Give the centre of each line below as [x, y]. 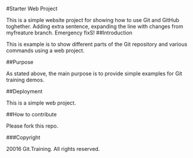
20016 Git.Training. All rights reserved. [53, 149]
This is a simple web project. [41, 103]
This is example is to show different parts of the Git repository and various [97, 44]
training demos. [25, 80]
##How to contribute [31, 114]
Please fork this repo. [32, 126]
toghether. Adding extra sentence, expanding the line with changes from [95, 26]
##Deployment [24, 91]
